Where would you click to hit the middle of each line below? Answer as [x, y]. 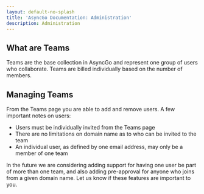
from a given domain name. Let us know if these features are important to [99, 178]
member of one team [41, 153]
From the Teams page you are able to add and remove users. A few [91, 109]
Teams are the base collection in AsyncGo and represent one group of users [102, 63]
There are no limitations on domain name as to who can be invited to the [106, 134]
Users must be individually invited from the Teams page [85, 127]
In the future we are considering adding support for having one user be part [101, 165]
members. [19, 75]
